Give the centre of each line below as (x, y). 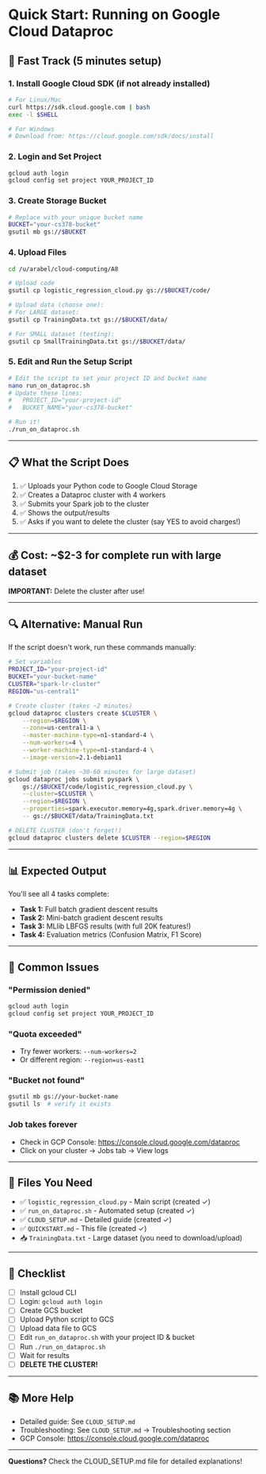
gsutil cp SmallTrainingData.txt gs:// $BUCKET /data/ (97, 341)
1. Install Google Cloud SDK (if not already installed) (109, 83)
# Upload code (32, 284)
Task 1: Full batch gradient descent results (89, 909)
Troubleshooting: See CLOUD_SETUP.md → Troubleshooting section (125, 1430)
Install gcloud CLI (48, 1293)
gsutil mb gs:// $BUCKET (47, 232)
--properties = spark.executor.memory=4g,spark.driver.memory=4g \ (133, 809)
